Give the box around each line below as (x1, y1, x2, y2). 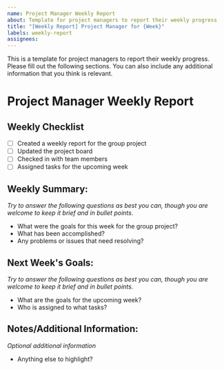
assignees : (7, 36, 39, 43)
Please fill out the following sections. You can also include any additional (7, 62, 213, 70)
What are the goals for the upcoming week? (17, 296, 142, 304)
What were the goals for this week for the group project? (17, 222, 178, 231)
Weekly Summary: (7, 183, 88, 195)
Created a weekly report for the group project (17, 139, 147, 148)
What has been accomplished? (17, 229, 105, 238)
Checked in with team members (17, 155, 108, 163)
